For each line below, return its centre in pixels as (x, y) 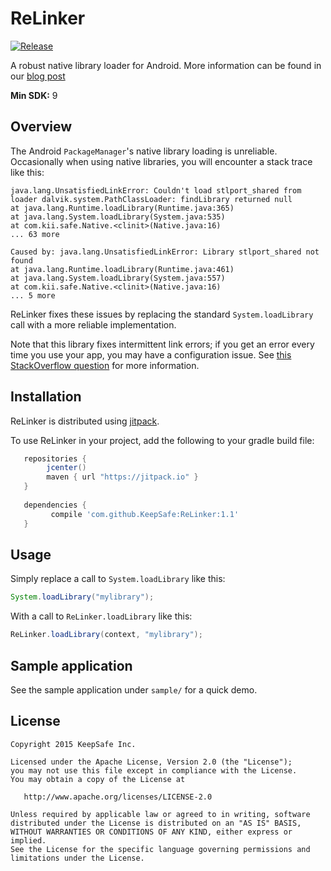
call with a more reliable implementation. (93, 324)
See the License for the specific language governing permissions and (160, 849)
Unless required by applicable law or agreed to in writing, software (160, 814)
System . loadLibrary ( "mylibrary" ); (82, 597)
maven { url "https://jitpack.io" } (122, 477)
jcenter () (66, 468)
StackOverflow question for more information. (105, 365)
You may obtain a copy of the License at (98, 779)
